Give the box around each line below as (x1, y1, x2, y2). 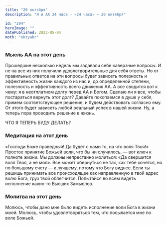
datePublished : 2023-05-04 (5, 30, 61, 35)
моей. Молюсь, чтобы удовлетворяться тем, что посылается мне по (5, 210, 152, 216)
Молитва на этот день (5, 193, 62, 200)
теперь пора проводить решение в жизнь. (5, 110, 96, 116)
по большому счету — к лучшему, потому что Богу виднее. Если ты (5, 165, 150, 171)
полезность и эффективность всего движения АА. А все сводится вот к (5, 84, 158, 90)
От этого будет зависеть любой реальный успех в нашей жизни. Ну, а (5, 105, 155, 111)
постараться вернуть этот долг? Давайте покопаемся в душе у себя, (5, 94, 153, 100)
